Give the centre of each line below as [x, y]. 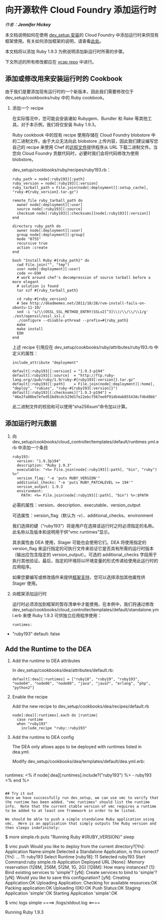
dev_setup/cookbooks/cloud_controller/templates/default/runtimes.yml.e [85, 441]
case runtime [30, 720]
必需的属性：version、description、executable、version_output [76, 505]
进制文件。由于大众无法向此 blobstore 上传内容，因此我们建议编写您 [90, 141]
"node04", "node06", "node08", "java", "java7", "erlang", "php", [81, 684]
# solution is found [38, 286]
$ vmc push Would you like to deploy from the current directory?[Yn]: [75, 847]
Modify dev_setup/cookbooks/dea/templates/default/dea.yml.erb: [79, 761]
